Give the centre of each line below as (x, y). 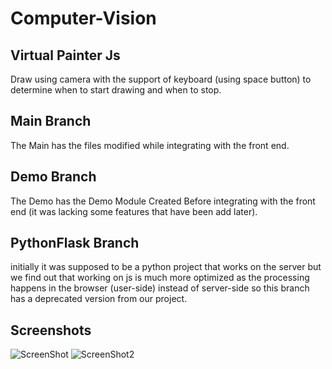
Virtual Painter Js (65, 55)
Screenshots (51, 330)
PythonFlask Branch (75, 243)
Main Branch (51, 121)
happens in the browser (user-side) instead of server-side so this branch (160, 288)
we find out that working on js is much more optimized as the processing (160, 278)
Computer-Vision (83, 18)
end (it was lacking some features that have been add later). (134, 211)
